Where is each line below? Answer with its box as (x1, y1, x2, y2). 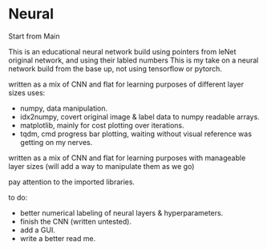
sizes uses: (8, 87, 46, 97)
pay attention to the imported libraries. (8, 177, 135, 187)
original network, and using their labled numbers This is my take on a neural (8, 55, 259, 65)
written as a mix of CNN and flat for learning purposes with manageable (8, 153, 246, 163)
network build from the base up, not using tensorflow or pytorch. (8, 63, 223, 73)
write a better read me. (19, 233, 96, 243)
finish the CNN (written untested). (19, 216, 132, 226)
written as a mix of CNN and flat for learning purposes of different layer (8, 79, 245, 89)
